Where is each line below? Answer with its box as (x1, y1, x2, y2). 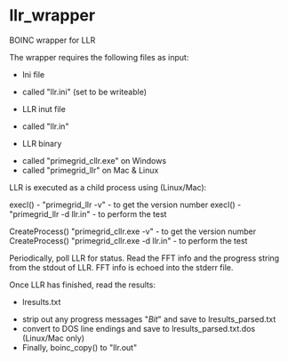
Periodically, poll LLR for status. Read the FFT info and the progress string (9, 253, 280, 263)
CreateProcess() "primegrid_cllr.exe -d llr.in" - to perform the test (9, 235, 248, 245)
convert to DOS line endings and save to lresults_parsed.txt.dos (21, 323, 256, 334)
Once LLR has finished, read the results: (9, 279, 156, 290)
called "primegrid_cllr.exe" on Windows (21, 155, 167, 165)
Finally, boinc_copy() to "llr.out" (21, 342, 138, 352)
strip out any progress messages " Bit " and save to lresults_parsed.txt (21, 313, 276, 325)
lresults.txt (21, 296, 61, 307)
